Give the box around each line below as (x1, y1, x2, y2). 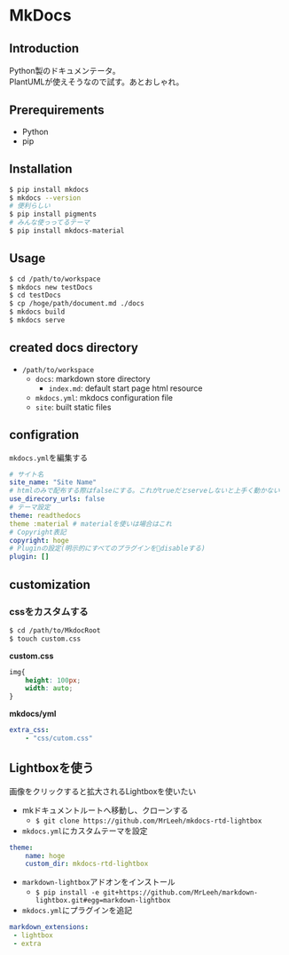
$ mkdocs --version (9, 193, 82, 203)
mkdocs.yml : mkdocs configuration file (35, 392, 174, 402)
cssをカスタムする (9, 605, 89, 617)
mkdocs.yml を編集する (9, 452, 89, 463)
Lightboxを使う (9, 760, 95, 776)
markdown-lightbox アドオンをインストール (21, 877, 176, 887)
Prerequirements (9, 103, 105, 118)
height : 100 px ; (25, 676, 82, 685)
